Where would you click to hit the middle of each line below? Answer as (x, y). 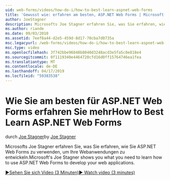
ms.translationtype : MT (30, 62)
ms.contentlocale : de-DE (31, 66)
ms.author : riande (25, 29)
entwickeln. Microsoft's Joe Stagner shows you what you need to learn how (84, 157)
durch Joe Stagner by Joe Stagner (40, 136)
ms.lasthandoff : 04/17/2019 (35, 71)
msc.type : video (22, 48)
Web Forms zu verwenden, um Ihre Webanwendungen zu (65, 152)
